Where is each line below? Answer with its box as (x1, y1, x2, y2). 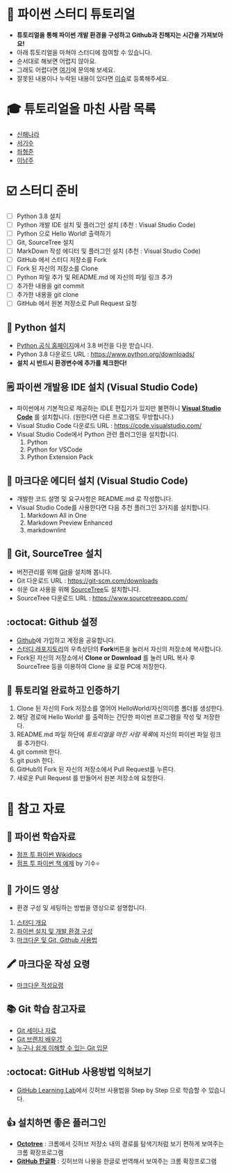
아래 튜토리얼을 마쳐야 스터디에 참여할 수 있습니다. (16, 48, 152, 56)
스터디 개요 (16, 918, 47, 927)
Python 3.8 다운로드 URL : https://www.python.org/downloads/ (16, 350, 195, 359)
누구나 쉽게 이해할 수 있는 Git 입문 (16, 1043, 108, 1052)
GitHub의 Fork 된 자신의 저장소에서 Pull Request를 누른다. (16, 765, 176, 773)
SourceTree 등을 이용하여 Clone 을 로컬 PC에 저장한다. (16, 662, 167, 670)
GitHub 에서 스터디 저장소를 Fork (16, 256, 107, 264)
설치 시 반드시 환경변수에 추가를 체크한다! (16, 359, 127, 367)
